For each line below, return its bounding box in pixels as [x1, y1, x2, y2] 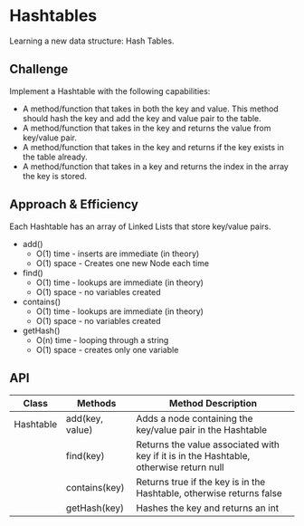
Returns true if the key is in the [135, 476, 266, 489]
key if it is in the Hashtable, [135, 450, 251, 463]
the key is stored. [22, 170, 88, 181]
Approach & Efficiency [9, 196, 138, 213]
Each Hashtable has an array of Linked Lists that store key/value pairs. [9, 221, 271, 232]
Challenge [9, 62, 69, 77]
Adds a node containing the [135, 413, 253, 426]
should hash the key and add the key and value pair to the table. [22, 112, 262, 123]
